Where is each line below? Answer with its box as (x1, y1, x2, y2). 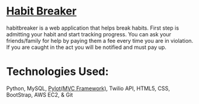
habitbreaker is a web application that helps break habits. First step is (6, 24, 180, 31)
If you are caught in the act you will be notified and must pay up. (6, 44, 167, 51)
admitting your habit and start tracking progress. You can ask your (6, 30, 171, 37)
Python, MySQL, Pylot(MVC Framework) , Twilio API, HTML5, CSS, (6, 85, 171, 92)
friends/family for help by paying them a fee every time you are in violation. (6, 37, 194, 44)
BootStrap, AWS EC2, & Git (6, 91, 73, 98)
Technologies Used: (6, 65, 109, 79)
